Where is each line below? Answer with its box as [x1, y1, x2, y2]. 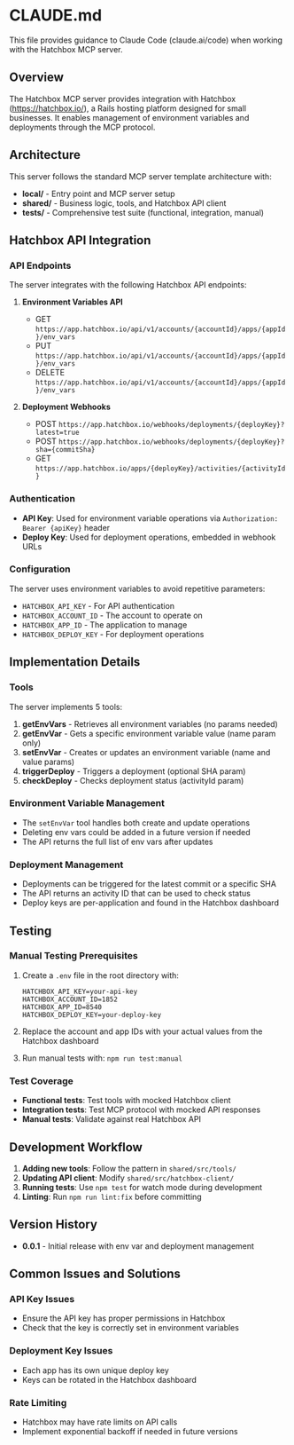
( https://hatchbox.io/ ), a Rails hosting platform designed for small [9, 103, 246, 114]
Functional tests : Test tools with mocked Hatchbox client [21, 1095, 232, 1106]
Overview [9, 70, 65, 85]
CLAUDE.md [9, 5, 103, 26]
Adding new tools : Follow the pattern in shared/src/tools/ [21, 1163, 237, 1173]
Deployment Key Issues [9, 1345, 113, 1357]
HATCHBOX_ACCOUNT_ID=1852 [21, 995, 118, 1004]
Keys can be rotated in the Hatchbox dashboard [21, 1374, 197, 1385]
